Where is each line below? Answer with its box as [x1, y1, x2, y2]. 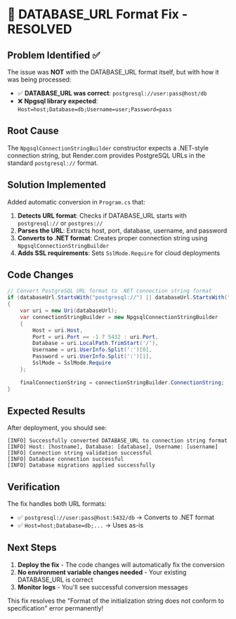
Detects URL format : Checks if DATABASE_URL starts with [17, 211, 188, 220]
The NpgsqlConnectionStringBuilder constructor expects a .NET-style [7, 143, 209, 152]
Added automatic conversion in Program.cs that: [7, 197, 145, 206]
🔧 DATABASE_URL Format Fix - [7, 6, 188, 22]
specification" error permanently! [7, 604, 104, 612]
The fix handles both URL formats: [7, 500, 107, 508]
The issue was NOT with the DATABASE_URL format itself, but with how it [7, 68, 219, 76]
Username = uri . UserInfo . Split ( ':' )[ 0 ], [32, 346, 152, 353]
